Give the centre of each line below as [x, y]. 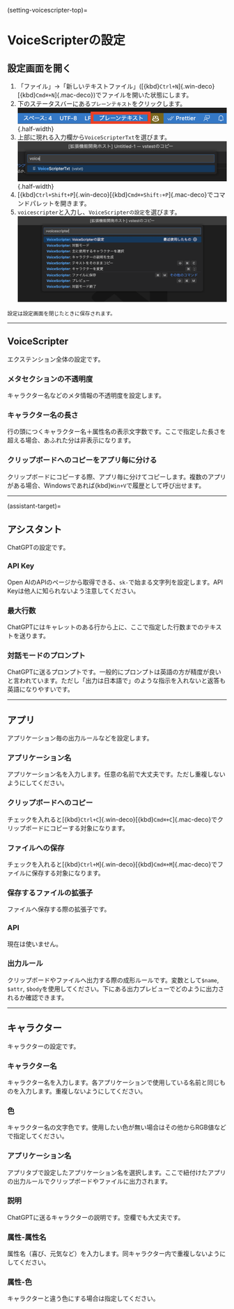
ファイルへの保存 [36, 848]
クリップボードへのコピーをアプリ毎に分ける [82, 460]
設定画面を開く [39, 68]
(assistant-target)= [34, 506]
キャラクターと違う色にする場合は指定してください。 [83, 1299]
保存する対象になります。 [68, 873]
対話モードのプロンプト [46, 656]
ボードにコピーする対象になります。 [77, 828]
